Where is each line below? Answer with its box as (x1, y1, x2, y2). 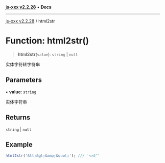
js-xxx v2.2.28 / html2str (5, 18, 55, 24)
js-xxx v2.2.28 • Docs (5, 4, 52, 10)
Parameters (5, 76, 42, 84)
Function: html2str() (5, 35, 90, 46)
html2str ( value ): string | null (17, 51, 78, 57)
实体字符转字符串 (5, 61, 40, 67)
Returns (5, 113, 31, 122)
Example (5, 140, 33, 148)
